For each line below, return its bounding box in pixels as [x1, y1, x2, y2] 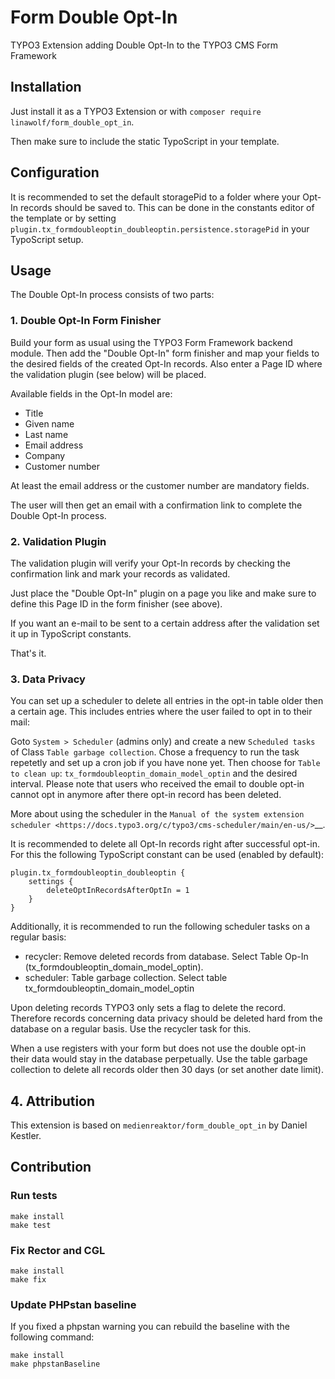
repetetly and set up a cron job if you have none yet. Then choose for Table [10, 757, 321, 769]
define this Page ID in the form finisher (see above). [10, 597, 223, 610]
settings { [28, 877, 74, 887]
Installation [10, 79, 82, 96]
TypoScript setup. [10, 233, 84, 245]
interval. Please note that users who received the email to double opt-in [10, 778, 305, 790]
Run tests [10, 1189, 58, 1203]
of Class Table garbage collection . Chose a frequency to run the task [10, 746, 300, 758]
